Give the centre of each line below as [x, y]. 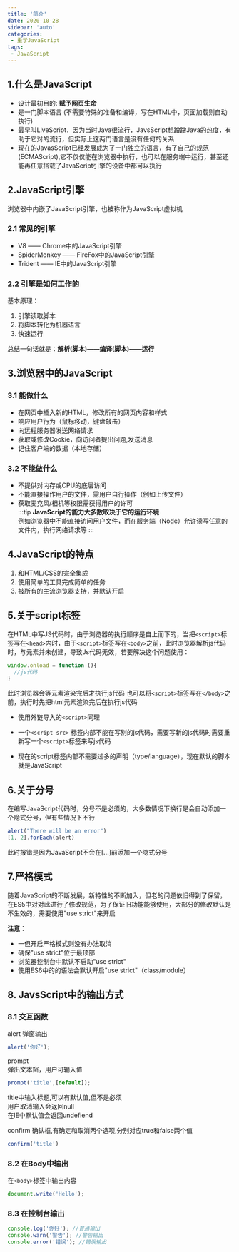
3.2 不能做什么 [32, 468]
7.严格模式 [30, 877]
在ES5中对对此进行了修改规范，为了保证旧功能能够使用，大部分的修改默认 [116, 904]
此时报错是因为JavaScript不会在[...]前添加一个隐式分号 [87, 852]
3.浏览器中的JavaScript [60, 373]
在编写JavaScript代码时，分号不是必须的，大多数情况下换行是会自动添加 [114, 809]
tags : [15, 47]
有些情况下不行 [73, 818]
